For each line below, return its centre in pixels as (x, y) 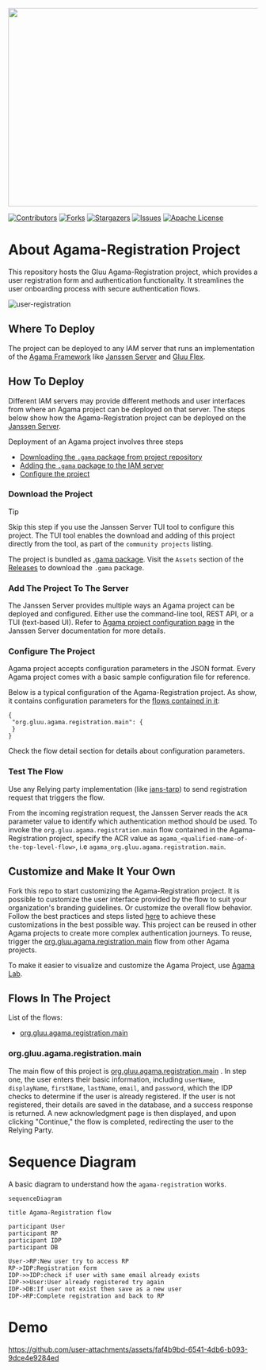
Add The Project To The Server (68, 588)
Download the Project (51, 494)
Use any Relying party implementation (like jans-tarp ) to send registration (128, 789)
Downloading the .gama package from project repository (111, 457)
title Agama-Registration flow (60, 1212)
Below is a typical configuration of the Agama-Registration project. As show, (133, 693)
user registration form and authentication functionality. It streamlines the (126, 280)
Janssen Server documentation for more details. (87, 631)
